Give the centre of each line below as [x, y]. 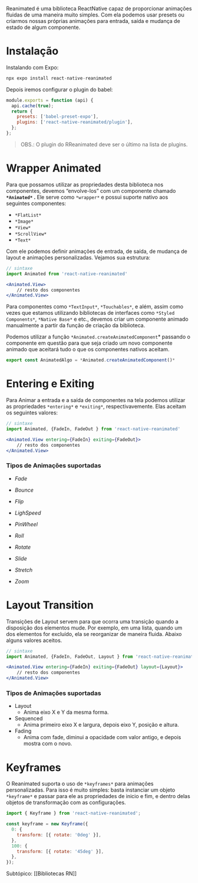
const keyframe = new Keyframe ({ [47, 824]
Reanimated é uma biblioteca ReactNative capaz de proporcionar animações [99, 9]
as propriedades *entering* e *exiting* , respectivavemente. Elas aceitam [96, 407]
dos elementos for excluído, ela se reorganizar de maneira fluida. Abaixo [94, 634]
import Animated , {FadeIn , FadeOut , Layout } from [70, 657]
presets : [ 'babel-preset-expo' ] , [58, 117]
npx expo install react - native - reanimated [59, 78]
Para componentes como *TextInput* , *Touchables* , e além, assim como [95, 307]
